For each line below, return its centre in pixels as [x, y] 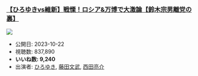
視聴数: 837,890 [35, 52]
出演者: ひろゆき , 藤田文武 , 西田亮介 [60, 67]
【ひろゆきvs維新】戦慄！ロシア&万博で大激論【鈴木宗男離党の [99, 9]
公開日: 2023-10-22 [40, 44]
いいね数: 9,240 [35, 59]
